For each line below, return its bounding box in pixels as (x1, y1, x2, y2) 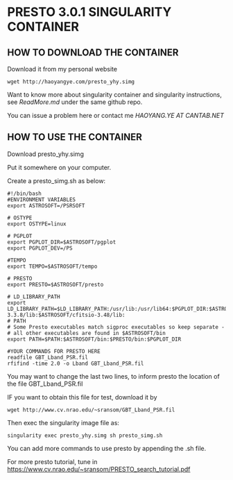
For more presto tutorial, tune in (7, 457, 98, 465)
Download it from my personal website (7, 65, 118, 73)
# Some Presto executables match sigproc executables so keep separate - (7, 323, 225, 330)
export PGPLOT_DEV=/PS (7, 244, 73, 252)
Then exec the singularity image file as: (7, 418, 120, 427)
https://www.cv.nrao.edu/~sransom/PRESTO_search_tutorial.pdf (7, 465, 191, 473)
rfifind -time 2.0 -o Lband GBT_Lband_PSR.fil (7, 360, 144, 367)
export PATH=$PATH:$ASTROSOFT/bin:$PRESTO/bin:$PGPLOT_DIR (7, 336, 182, 343)
